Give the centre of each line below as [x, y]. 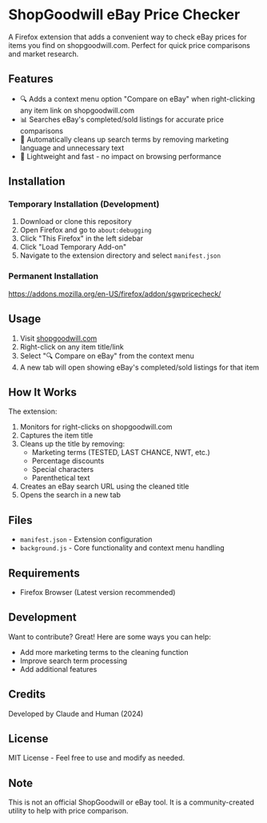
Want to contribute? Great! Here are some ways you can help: [110, 637]
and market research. [44, 54]
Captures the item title [56, 435]
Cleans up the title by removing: [72, 444]
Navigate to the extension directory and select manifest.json [120, 256]
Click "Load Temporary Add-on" [73, 247]
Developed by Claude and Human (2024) [76, 713]
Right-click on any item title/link [72, 346]
